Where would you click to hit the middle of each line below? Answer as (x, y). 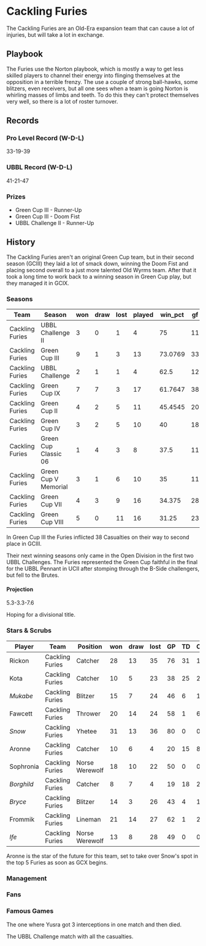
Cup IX (51, 394)
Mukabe (21, 696)
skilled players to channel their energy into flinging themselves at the (93, 75)
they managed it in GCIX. (38, 283)
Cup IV (51, 429)
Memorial (54, 487)
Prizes (16, 196)
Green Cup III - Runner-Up (48, 210)
